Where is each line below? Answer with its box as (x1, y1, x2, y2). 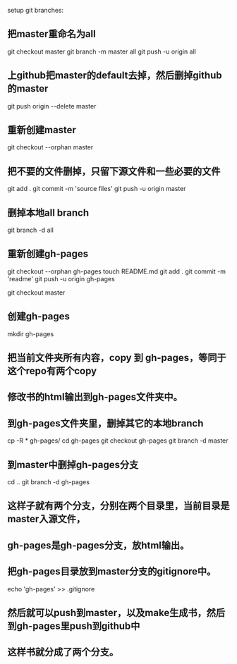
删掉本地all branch (7, 207, 90, 219)
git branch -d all (7, 226, 54, 235)
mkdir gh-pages (7, 329, 54, 338)
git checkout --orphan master (7, 143, 94, 152)
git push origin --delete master (7, 102, 97, 110)
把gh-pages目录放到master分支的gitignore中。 (7, 565, 217, 577)
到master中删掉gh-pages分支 (7, 458, 139, 471)
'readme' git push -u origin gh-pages (7, 274, 115, 283)
